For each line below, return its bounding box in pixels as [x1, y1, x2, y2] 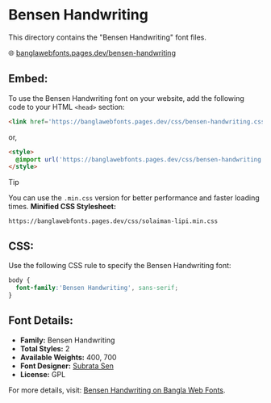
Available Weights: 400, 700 [19, 352, 117, 362]
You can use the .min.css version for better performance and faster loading [8, 193, 260, 203]
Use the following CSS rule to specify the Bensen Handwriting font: [8, 261, 231, 271]
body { [8, 276, 31, 284]
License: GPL [19, 369, 66, 379]
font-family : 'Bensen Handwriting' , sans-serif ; [15, 283, 179, 292]
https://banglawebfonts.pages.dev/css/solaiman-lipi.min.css [8, 217, 219, 225]
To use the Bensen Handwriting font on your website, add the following [8, 93, 244, 103]
